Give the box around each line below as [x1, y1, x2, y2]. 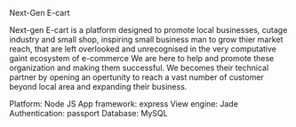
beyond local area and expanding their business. [9, 82, 188, 91]
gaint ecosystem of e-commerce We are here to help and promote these [9, 53, 275, 63]
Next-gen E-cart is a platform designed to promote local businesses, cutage [9, 25, 288, 35]
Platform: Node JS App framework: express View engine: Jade [9, 99, 238, 109]
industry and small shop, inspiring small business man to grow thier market [9, 35, 284, 44]
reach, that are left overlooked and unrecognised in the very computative [9, 44, 277, 54]
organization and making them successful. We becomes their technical [9, 62, 269, 73]
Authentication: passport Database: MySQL [9, 108, 168, 118]
